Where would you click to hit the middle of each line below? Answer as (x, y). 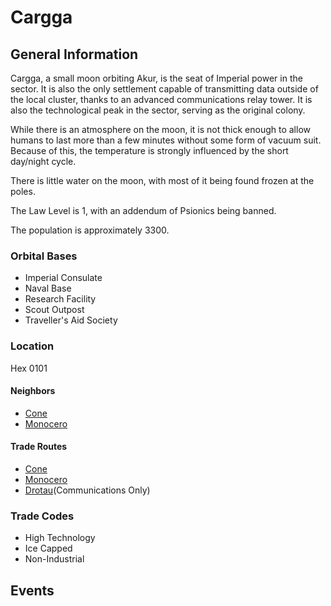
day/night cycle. (43, 161)
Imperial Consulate (63, 278)
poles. (23, 191)
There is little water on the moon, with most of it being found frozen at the (162, 180)
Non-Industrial (54, 559)
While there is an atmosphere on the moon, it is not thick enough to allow (160, 129)
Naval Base (48, 288)
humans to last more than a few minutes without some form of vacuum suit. (166, 140)
